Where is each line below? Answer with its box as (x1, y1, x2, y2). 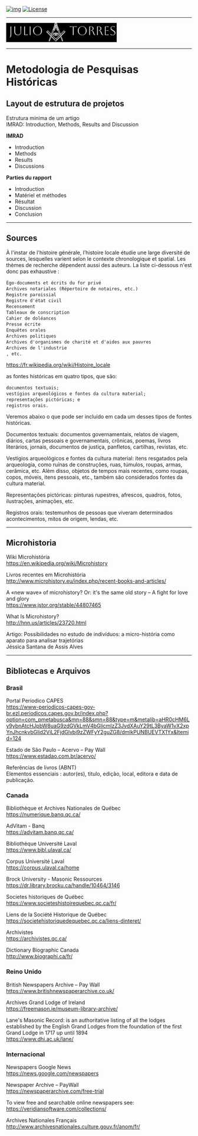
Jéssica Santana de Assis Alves (6, 643, 84, 650)
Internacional (6, 1050, 45, 1058)
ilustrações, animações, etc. (6, 497, 75, 505)
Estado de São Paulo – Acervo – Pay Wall (6, 746, 106, 754)
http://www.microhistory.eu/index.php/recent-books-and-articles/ (6, 577, 167, 585)
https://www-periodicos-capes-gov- (6, 703, 95, 710)
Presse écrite (6, 321, 41, 327)
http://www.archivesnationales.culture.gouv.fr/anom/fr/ (6, 1123, 140, 1130)
